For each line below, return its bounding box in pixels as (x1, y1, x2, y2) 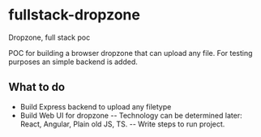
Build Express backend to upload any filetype (19, 101, 172, 111)
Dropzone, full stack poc (8, 32, 91, 42)
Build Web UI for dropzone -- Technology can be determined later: (19, 110, 242, 120)
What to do (8, 80, 66, 94)
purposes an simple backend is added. (8, 57, 138, 66)
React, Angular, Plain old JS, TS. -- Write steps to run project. (19, 119, 225, 129)
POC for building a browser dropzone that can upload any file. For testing (8, 48, 253, 58)
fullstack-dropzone (8, 6, 140, 24)
